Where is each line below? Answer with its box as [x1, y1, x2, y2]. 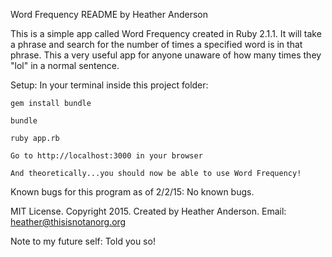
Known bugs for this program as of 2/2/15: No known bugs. [10, 186, 255, 198]
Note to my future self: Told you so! [10, 235, 156, 247]
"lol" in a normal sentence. [10, 60, 120, 71]
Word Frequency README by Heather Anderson [10, 9, 208, 20]
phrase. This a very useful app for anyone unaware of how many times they [10, 49, 322, 61]
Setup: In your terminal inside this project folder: [10, 79, 209, 91]
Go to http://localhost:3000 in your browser [10, 151, 203, 161]
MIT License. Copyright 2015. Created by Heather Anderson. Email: [10, 205, 287, 217]
